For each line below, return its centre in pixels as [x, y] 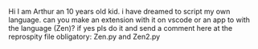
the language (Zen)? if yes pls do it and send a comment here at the [121, 28]
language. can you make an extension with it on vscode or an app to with [129, 20]
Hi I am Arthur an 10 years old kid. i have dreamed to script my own [119, 11]
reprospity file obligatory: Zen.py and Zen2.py [84, 36]
